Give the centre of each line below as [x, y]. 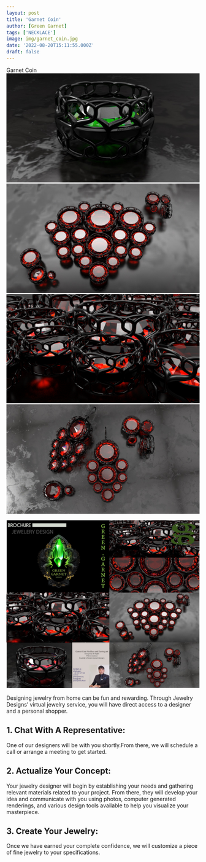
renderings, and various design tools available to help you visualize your [97, 805]
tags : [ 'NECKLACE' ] [31, 33]
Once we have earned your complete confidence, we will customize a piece [102, 846]
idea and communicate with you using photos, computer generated [91, 799]
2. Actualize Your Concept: [59, 771]
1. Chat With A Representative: [66, 730]
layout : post [23, 13]
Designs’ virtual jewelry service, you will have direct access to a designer [99, 704]
